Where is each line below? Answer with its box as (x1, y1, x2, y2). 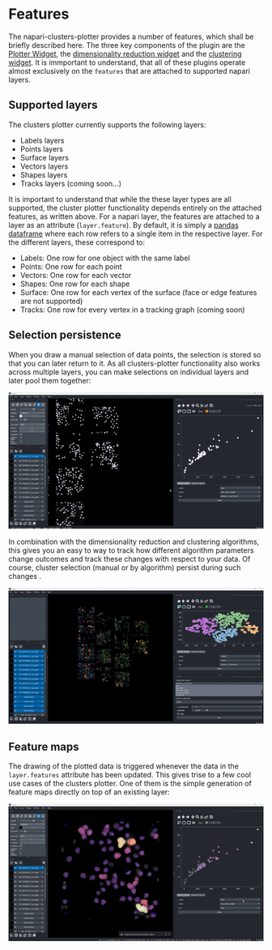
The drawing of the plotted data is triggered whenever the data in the (8, 761, 239, 771)
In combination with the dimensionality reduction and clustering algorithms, (8, 537, 260, 546)
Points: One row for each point (19, 261, 123, 272)
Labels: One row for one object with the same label (19, 253, 190, 263)
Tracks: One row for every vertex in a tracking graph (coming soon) (19, 305, 245, 315)
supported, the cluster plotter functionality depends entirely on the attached (8, 203, 262, 212)
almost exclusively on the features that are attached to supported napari (8, 66, 251, 75)
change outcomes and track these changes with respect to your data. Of (8, 554, 251, 563)
